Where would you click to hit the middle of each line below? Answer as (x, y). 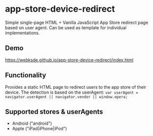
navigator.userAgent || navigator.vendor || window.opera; (66, 97)
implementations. (22, 33)
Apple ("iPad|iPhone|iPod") (40, 129)
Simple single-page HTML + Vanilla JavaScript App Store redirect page (76, 22)
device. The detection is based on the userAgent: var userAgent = (72, 92)
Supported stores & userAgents (54, 111)
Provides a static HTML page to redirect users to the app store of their (76, 87)
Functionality (26, 75)
